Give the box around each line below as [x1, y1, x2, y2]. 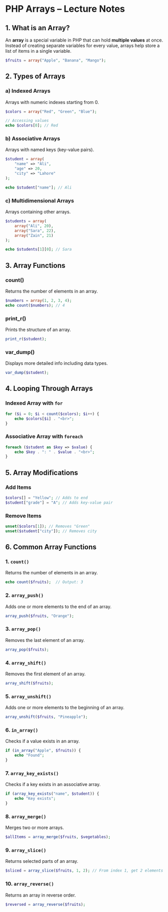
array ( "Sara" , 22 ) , [14, 228, 56, 233]
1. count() [5, 558, 30, 565]
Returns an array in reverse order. [5, 892, 76, 898]
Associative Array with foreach [5, 433, 83, 440]
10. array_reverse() [5, 880, 55, 887]
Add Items [5, 484, 32, 491]
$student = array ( [5, 157, 44, 162]
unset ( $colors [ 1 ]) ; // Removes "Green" [5, 524, 90, 529]
